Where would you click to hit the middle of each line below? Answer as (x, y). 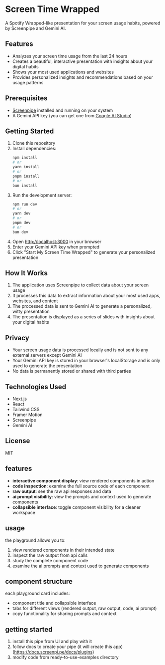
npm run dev (25, 204)
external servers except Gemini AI (47, 355)
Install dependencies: (34, 149)
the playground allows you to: (35, 540)
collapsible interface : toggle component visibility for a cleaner (77, 507)
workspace (24, 512)
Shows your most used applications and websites (63, 72)
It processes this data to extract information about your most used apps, (86, 296)
